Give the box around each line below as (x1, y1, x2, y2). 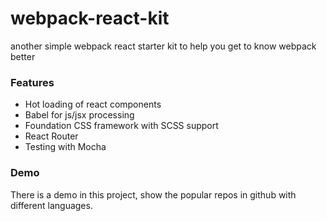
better (10, 50, 36, 62)
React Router (24, 130, 79, 142)
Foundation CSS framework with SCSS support (24, 120, 219, 132)
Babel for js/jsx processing (24, 109, 135, 121)
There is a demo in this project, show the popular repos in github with (10, 188, 297, 201)
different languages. (10, 199, 93, 211)
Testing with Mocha (24, 141, 107, 153)
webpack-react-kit (10, 7, 170, 30)
